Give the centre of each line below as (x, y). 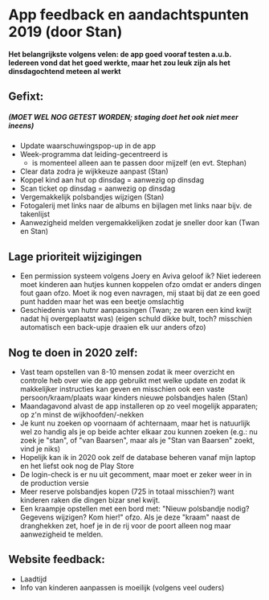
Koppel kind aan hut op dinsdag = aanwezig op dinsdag (112, 180)
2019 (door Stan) (65, 32)
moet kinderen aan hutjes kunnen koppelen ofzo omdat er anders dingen (141, 285)
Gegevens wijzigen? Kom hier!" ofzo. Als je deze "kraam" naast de (130, 517)
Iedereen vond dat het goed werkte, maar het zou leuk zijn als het (119, 63)
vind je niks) (40, 449)
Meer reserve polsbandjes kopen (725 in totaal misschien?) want (127, 491)
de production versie (54, 483)
